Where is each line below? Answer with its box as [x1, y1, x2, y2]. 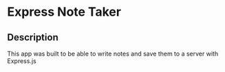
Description [7, 32, 58, 43]
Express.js [7, 57, 36, 65]
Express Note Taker [7, 4, 122, 20]
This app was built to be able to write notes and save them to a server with [7, 49, 219, 58]
